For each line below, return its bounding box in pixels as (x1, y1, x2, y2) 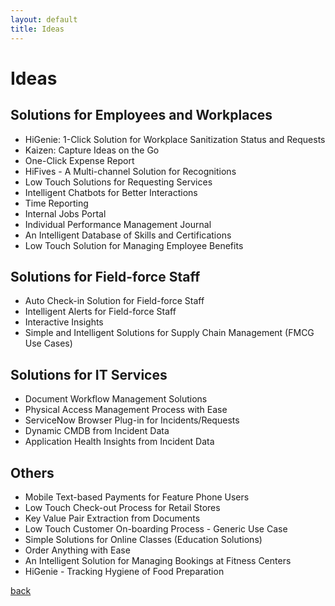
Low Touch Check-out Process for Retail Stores (24, 501, 221, 513)
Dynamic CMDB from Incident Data (24, 425, 170, 437)
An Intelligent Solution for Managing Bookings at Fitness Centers (24, 554, 292, 566)
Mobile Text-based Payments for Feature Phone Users (24, 491, 250, 503)
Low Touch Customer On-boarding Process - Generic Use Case (24, 522, 288, 535)
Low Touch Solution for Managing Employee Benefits (24, 239, 244, 251)
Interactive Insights (24, 316, 104, 328)
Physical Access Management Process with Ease (24, 404, 228, 416)
